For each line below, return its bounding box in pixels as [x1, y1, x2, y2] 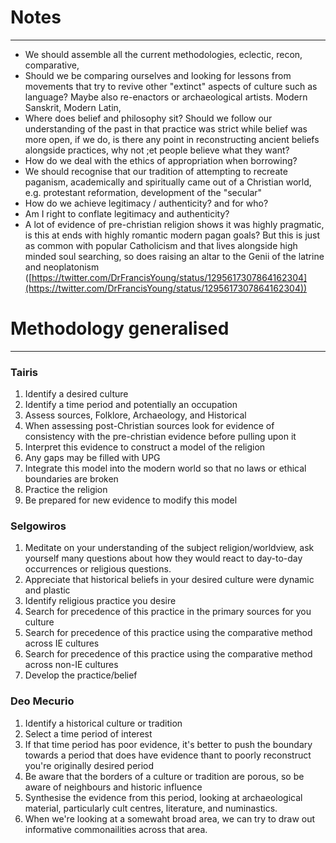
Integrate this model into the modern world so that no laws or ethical [24, 462, 307, 475]
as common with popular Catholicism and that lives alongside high [24, 239, 298, 251]
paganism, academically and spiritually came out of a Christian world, [24, 176, 312, 188]
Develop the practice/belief [24, 669, 138, 681]
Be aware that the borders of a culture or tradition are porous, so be [24, 770, 305, 782]
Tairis [10, 365, 38, 379]
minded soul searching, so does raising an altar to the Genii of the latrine [24, 250, 325, 262]
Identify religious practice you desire [24, 595, 177, 607]
